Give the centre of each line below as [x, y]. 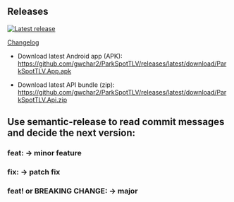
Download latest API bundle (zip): [66, 85]
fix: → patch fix [34, 172]
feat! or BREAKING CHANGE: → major [73, 191]
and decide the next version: [72, 133]
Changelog [23, 42]
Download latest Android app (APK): [70, 56]
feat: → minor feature [45, 153]
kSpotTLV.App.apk [44, 71]
